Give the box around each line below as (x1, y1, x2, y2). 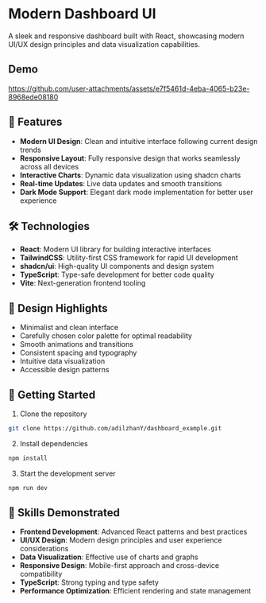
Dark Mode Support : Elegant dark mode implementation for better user (19, 187, 253, 196)
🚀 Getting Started (8, 387, 96, 402)
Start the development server (19, 469, 117, 478)
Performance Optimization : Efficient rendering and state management (19, 586, 252, 596)
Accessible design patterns (19, 365, 110, 375)
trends (19, 145, 41, 154)
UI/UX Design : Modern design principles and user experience (19, 535, 222, 545)
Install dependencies (19, 438, 89, 448)
